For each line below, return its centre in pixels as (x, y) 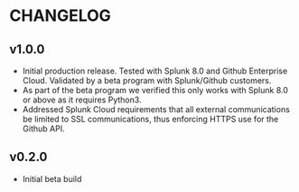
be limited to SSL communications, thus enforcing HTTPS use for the (150, 119)
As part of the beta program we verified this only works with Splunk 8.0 (155, 90)
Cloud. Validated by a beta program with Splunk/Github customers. (147, 81)
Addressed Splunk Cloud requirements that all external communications (156, 109)
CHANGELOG (60, 16)
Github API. (43, 129)
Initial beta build (52, 178)
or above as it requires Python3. (82, 100)
